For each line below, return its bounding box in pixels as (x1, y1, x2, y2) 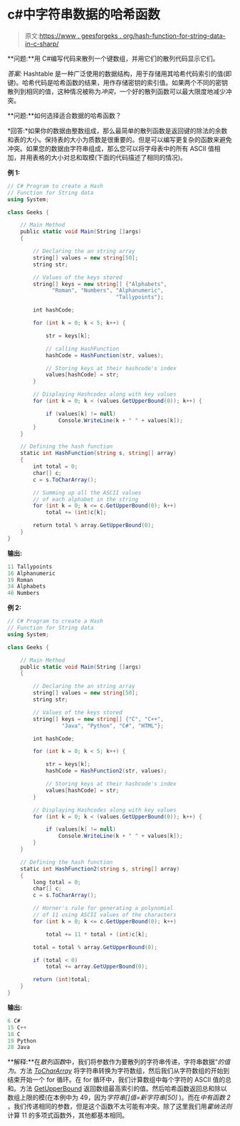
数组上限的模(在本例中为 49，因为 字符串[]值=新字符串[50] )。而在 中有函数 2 (7, 1093, 231, 1102)
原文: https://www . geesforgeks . (24, 31, 122, 40)
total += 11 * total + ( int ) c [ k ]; (45, 931, 148, 938)
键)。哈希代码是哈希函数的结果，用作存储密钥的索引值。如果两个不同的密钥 (7, 78, 229, 86)
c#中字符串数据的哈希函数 (7, 6, 160, 23)
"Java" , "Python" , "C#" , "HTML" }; (61, 722, 164, 730)
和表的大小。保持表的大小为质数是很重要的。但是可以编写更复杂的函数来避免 (7, 135, 232, 143)
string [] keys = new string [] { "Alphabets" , (33, 280, 167, 287)
